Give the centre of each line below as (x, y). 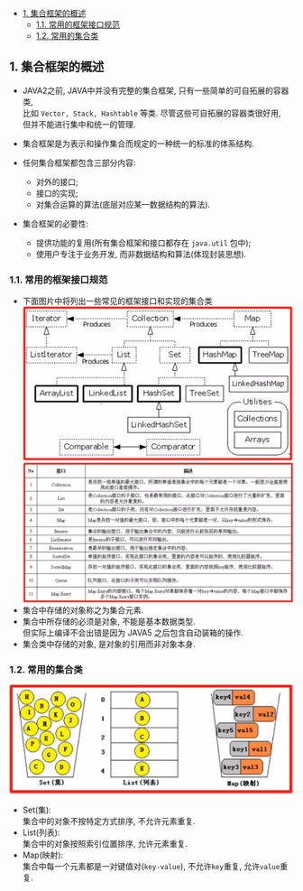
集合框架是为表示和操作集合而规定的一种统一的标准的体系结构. (138, 144)
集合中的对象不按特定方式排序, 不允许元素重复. (109, 821)
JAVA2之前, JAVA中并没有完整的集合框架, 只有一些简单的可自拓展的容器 (156, 90)
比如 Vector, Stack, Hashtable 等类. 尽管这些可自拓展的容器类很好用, (151, 113)
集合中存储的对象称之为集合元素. (83, 610)
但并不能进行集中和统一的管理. (79, 124)
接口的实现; (57, 193)
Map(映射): (43, 855)
